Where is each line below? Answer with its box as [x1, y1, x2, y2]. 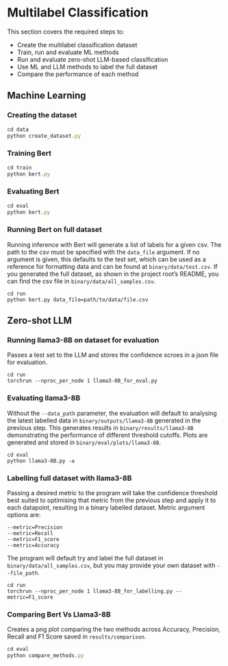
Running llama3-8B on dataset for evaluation [7, 335, 160, 345]
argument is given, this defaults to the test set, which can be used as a [7, 255, 207, 263]
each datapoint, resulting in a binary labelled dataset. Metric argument [7, 503, 205, 512]
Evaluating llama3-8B [7, 393, 81, 403]
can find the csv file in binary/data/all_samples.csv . [7, 276, 156, 285]
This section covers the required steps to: [7, 27, 125, 36]
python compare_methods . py [7, 652, 84, 659]
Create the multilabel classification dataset [16, 40, 138, 49]
